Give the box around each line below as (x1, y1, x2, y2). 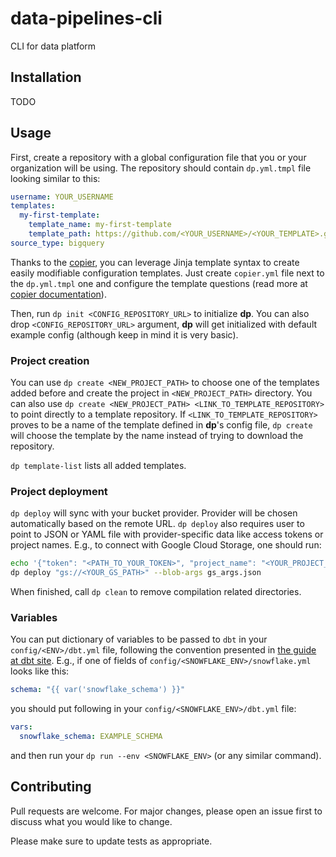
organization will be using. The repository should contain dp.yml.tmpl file (10, 162, 312, 174)
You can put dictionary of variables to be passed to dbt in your (10, 633, 268, 646)
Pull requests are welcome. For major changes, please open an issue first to (10, 805, 323, 817)
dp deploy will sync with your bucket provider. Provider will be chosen (10, 507, 298, 519)
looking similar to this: (10, 172, 101, 184)
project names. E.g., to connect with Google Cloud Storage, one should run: (10, 539, 322, 551)
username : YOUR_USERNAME (10, 192, 114, 202)
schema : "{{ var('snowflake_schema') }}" (10, 685, 186, 695)
